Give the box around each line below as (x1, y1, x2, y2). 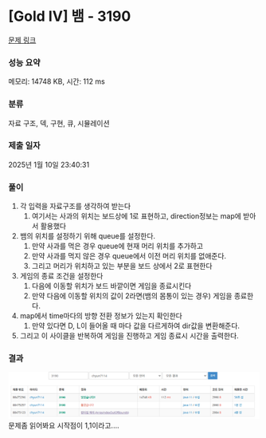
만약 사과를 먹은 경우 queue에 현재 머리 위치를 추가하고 (31, 241, 204, 251)
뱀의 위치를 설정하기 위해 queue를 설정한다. (19, 231, 156, 241)
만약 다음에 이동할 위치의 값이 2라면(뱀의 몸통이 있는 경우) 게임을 (31, 291, 233, 301)
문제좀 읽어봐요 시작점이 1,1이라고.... (8, 420, 119, 431)
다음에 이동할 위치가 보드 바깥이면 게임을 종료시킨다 (31, 281, 192, 291)
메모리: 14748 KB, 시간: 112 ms (8, 77, 105, 86)
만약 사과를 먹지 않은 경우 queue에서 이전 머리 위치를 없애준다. (31, 251, 227, 261)
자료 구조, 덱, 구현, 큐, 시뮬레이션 (8, 118, 110, 128)
